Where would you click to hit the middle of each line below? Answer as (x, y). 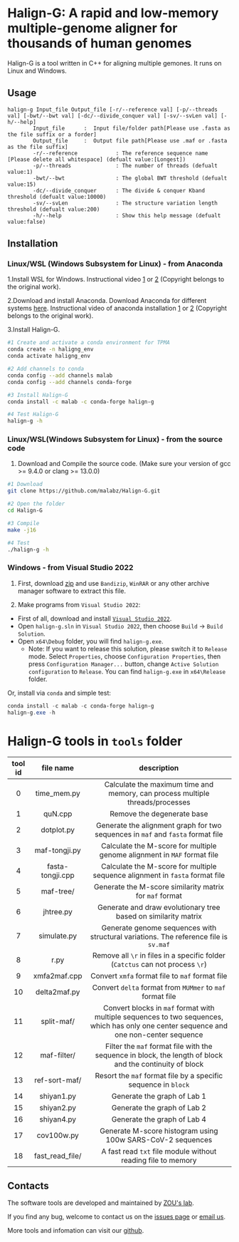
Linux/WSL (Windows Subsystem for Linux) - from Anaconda (115, 264)
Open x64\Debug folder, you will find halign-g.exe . (90, 641)
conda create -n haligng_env (51, 350)
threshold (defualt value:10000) (57, 197)
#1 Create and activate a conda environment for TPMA (89, 343)
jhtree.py (58, 912)
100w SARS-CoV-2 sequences (159, 1140)
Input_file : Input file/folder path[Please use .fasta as (132, 128)
